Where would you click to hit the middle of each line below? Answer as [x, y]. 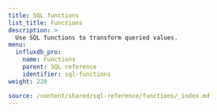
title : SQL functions [44, 15]
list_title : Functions [45, 23]
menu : [17, 45]
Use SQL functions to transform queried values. [97, 37]
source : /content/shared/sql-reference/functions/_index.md [109, 95]
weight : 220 [28, 81]
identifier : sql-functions [67, 74]
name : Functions [49, 60]
